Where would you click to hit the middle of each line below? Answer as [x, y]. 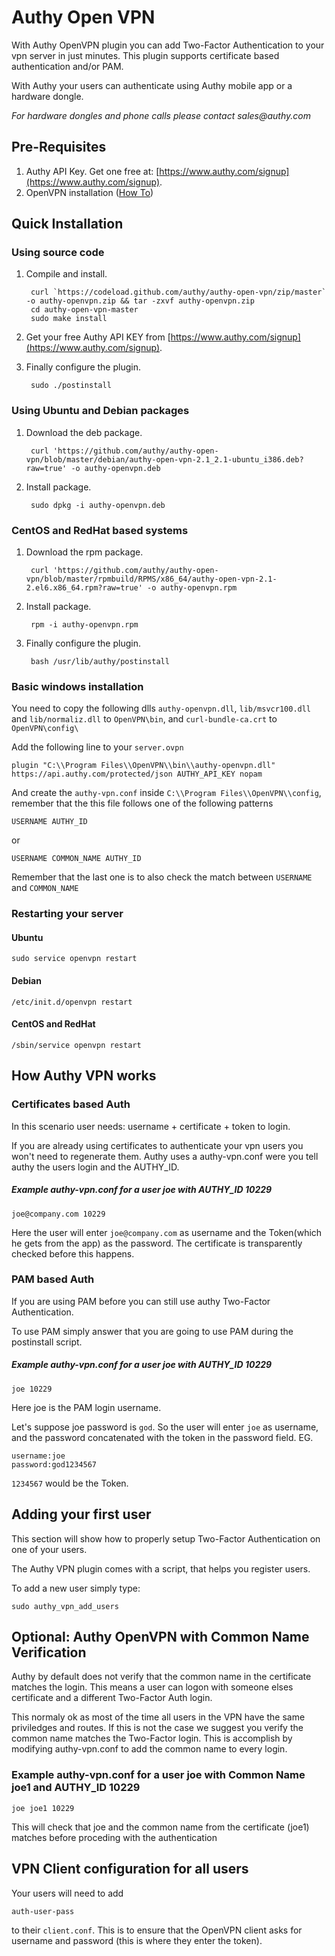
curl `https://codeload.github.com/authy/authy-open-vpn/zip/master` [178, 292]
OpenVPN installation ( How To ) [89, 192]
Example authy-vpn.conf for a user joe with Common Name [158, 1775]
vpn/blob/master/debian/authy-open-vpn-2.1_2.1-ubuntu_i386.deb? [164, 459]
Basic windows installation [77, 686]
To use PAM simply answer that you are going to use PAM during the [152, 1331]
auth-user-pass [43, 1911]
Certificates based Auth [71, 1104]
